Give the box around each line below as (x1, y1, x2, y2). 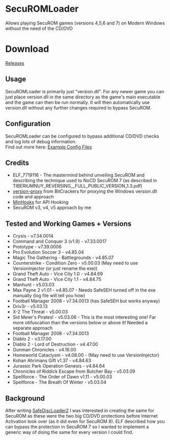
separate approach (12, 325, 53, 331)
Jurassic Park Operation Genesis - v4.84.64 (12, 363, 105, 369)
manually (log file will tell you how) (12, 293, 86, 299)
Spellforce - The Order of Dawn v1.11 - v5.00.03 (12, 374, 112, 380)
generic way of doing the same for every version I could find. (5, 429, 133, 435)
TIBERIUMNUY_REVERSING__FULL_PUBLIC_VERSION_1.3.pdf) (12, 183, 143, 189)
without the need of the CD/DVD (5, 25, 73, 31)
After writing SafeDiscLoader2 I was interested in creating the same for (5, 407, 154, 413)
